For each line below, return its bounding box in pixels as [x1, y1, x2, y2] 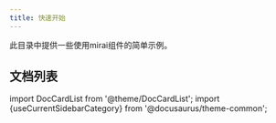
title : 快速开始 [9, 13, 66, 23]
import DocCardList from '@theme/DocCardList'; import [9, 93, 220, 105]
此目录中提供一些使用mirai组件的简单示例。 [9, 39, 173, 50]
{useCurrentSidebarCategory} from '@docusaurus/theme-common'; [9, 103, 268, 114]
